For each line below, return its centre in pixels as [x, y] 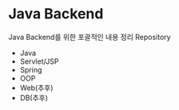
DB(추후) [34, 97]
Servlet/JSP [39, 61]
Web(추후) [36, 88]
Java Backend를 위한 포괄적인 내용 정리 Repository [89, 37]
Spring [31, 69]
